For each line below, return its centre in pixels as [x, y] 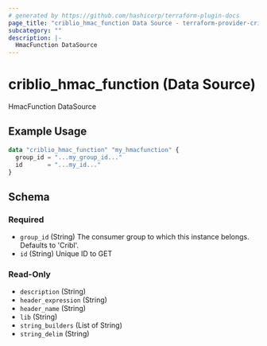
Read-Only [30, 274]
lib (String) [39, 317]
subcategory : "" [35, 30]
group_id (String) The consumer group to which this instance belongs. [134, 237]
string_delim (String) [54, 334]
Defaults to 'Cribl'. [49, 245]
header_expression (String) [63, 300]
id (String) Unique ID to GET [66, 254]
